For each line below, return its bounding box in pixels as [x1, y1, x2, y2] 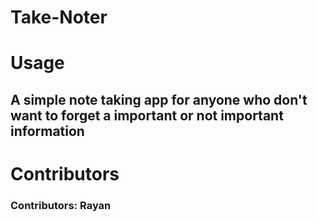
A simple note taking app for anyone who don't [10, 91, 308, 108]
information [10, 122, 85, 140]
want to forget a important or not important [10, 107, 284, 124]
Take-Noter [10, 6, 108, 29]
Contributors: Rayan [10, 198, 112, 212]
